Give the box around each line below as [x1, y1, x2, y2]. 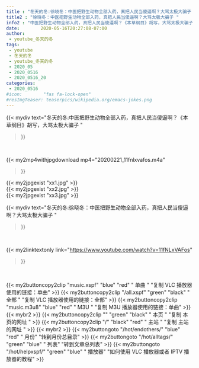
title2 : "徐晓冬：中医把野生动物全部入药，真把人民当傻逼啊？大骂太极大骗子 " [6, 14, 179, 20]
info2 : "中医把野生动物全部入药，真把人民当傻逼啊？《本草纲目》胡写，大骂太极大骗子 [6, 20, 194, 25]
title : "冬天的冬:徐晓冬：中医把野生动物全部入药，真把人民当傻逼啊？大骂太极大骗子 [6, 8, 191, 15]
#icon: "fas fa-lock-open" [6, 91, 92, 97]
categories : [6, 81, 36, 87]
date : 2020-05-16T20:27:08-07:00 [6, 25, 108, 31]
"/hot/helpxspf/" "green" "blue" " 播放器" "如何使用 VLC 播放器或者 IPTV [6, 348, 183, 355]
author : [6, 31, 25, 37]
